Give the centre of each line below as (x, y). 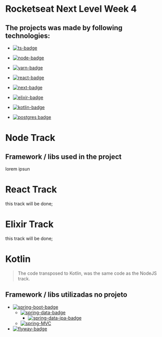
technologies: (28, 35)
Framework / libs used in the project (63, 157)
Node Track (30, 138)
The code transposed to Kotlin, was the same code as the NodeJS (87, 273)
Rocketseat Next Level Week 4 (71, 9)
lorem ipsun (18, 169)
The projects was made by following (64, 28)
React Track (31, 190)
